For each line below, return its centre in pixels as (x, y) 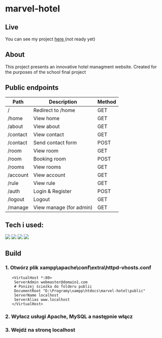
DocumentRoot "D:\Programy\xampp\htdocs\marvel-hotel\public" (80, 291)
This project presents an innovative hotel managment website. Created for (81, 67)
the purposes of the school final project (45, 72)
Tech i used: (24, 225)
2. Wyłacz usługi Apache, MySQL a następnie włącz (69, 317)
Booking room (49, 159)
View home (46, 118)
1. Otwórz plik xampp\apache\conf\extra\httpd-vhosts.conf (78, 267)
